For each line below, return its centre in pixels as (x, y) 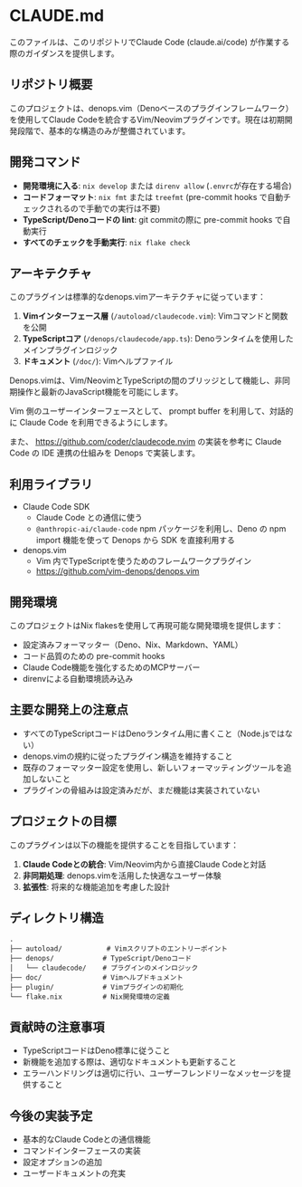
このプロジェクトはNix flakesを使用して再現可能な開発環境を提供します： (146, 625)
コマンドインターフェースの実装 (82, 1151)
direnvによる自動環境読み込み (78, 679)
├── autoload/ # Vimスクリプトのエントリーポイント (118, 949)
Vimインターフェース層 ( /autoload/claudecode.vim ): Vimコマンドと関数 (155, 316)
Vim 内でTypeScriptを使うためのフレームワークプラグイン (144, 561)
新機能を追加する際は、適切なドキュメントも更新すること (129, 1062)
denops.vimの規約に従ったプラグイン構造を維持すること (127, 756)
